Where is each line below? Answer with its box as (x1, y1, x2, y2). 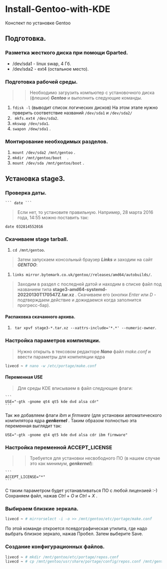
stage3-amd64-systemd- (53, 286, 107, 292)
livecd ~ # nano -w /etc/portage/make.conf (5, 363, 97, 369)
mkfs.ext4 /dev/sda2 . (14, 115, 59, 121)
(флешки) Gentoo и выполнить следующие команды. (29, 95, 143, 100)
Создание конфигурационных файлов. (5, 543, 105, 550)
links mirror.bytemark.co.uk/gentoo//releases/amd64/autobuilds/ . (12, 272, 152, 278)
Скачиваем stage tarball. (5, 235, 69, 242)
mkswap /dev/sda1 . (12, 120, 50, 126)
